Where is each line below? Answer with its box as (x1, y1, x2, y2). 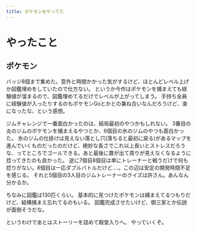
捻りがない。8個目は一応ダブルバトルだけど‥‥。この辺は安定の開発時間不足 (6, 164, 191, 171)
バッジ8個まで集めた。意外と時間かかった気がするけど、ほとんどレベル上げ (6, 78, 189, 85)
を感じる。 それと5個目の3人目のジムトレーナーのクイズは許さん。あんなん (6, 171, 189, 179)
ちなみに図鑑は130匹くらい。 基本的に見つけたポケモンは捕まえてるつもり (6, 191, 186, 198)
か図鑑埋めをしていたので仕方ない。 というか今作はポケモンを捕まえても (6, 85, 182, 92)
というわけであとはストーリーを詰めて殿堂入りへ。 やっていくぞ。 (6, 219, 168, 226)
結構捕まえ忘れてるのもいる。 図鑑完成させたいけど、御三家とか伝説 (21, 199, 187, 206)
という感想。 (36, 107, 68, 114)
